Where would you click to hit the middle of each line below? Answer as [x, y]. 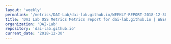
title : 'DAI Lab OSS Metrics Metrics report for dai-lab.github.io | [81, 19]
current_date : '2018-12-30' [35, 33]
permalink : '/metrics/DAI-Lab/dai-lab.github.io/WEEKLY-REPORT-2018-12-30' [87, 15]
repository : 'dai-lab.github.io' [41, 29]
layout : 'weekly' [24, 10]
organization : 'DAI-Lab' [32, 24]
